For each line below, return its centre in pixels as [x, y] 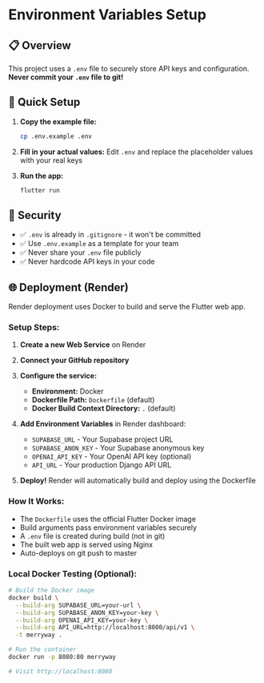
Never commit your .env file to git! [66, 77]
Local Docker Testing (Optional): [73, 573]
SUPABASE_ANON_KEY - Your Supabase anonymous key [118, 448]
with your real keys [51, 160]
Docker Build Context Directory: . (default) [104, 408]
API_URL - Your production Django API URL [102, 465]
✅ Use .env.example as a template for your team [99, 244]
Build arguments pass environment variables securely [108, 527]
